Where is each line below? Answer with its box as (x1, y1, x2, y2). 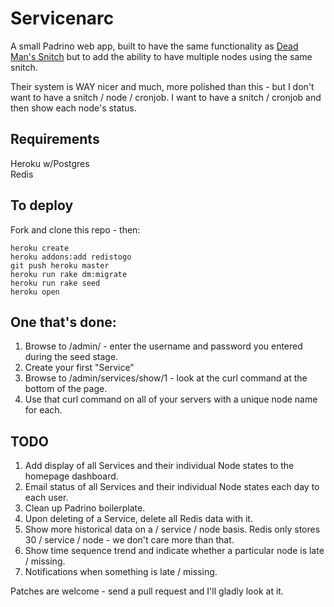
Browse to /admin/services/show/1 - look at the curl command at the (24, 372, 308, 384)
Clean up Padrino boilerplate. (24, 502, 146, 514)
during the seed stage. (24, 351, 119, 363)
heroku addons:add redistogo (10, 252, 132, 262)
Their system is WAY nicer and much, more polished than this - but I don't (10, 80, 315, 92)
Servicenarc (10, 7, 115, 30)
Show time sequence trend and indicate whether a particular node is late (24, 545, 325, 557)
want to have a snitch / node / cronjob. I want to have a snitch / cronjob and (10, 91, 322, 103)
